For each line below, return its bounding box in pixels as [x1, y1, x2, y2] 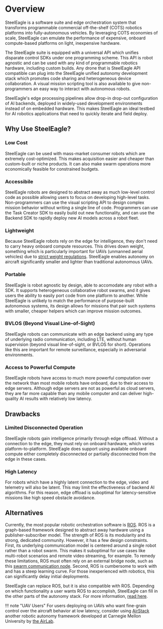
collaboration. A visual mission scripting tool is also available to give [5, 80, 141, 86]
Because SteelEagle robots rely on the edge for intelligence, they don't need [5, 238, 158, 244]
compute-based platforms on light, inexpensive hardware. [5, 40, 121, 46]
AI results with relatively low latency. [19, 395, 92, 402]
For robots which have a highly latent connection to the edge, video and [5, 479, 149, 485]
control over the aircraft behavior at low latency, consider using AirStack [5, 608, 149, 613]
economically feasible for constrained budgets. [5, 166, 99, 172]
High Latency [5, 468, 37, 475]
